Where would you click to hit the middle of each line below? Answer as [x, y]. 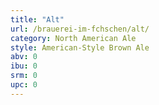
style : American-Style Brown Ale [80, 47]
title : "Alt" [37, 19]
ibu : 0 [24, 66]
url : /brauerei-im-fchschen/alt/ [80, 29]
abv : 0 [24, 57]
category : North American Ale [73, 38]
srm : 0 [24, 76]
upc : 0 [24, 85]
